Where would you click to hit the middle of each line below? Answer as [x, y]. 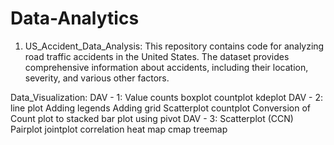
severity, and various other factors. [97, 78]
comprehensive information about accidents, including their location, [166, 67]
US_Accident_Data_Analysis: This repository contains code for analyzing [174, 46]
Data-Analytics [75, 18]
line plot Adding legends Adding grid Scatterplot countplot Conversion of [160, 108]
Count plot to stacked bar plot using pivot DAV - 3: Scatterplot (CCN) [152, 118]
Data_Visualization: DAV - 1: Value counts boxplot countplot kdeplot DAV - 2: [166, 97]
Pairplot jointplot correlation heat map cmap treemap [119, 129]
